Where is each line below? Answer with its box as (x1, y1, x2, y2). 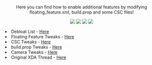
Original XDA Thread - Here (11, 54, 67, 60)
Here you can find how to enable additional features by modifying (16, 4, 147, 10)
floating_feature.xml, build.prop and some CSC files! (29, 9, 134, 15)
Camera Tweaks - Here (11, 49, 58, 55)
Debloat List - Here (11, 29, 50, 34)
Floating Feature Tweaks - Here (11, 34, 74, 39)
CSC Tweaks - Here (11, 39, 51, 45)
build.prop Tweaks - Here (11, 44, 62, 50)
